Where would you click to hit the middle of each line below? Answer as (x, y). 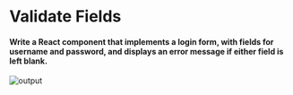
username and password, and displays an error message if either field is (146, 51)
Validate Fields (65, 17)
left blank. (28, 61)
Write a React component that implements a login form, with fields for (142, 41)
